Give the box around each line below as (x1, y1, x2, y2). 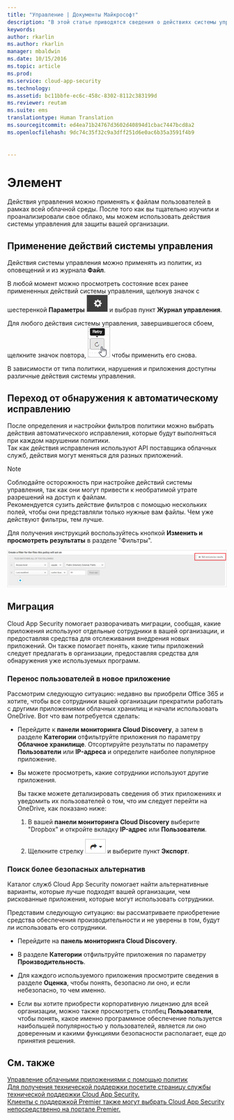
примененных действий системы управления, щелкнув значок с (7, 287, 200, 296)
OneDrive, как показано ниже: (17, 804, 107, 812)
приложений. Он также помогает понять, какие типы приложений (7, 642, 204, 650)
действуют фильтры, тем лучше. (7, 515, 104, 523)
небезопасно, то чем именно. (17, 986, 107, 994)
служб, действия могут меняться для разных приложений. (7, 451, 183, 460)
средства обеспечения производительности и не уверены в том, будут (7, 916, 221, 924)
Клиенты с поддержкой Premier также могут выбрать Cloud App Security (7, 1098, 225, 1106)
